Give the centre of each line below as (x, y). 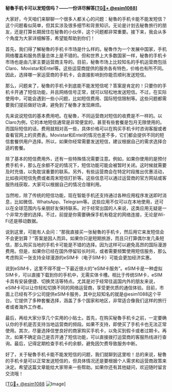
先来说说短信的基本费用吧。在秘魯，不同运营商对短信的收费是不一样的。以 (84, 116)
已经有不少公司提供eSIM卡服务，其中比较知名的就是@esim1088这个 (85, 294)
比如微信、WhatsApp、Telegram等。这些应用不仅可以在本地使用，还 (87, 202)
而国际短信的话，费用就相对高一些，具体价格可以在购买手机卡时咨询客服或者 (86, 129)
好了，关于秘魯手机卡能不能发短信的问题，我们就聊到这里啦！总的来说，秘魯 (86, 354)
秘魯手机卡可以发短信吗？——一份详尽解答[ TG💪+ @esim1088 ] (71, 8)
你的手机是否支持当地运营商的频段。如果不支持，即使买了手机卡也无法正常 (88, 324)
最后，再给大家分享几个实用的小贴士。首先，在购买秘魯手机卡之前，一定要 (84, 318)
